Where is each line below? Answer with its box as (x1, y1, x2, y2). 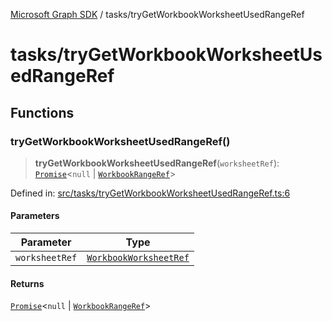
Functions (10, 104, 75, 121)
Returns (10, 277, 45, 289)
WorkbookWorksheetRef (86, 252, 190, 264)
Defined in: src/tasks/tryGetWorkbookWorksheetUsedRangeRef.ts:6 (10, 187, 291, 199)
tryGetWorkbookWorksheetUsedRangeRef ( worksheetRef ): (34, 157, 280, 169)
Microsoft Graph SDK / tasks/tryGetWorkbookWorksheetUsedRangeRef (10, 9, 305, 20)
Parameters (10, 210, 60, 222)
